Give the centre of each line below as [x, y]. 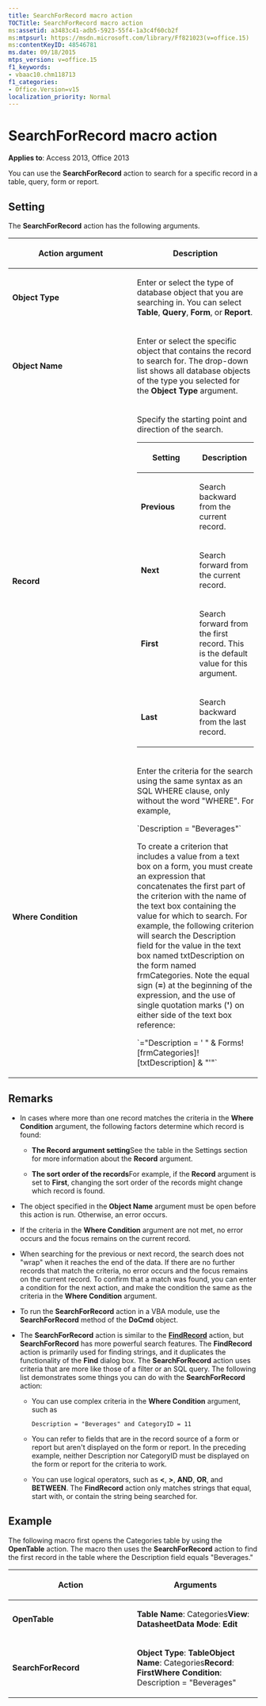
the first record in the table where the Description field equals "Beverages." [131, 1557]
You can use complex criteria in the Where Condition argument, [136, 1401]
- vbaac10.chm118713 [42, 75]
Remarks [31, 1099]
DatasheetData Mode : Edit [188, 1623]
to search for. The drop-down [193, 361]
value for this [223, 663]
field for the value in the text [189, 945]
